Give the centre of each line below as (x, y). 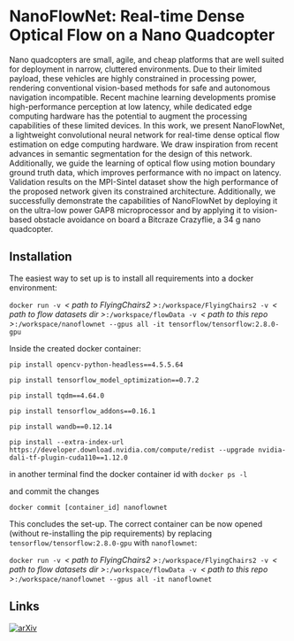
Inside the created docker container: (75, 348)
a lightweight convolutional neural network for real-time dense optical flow (145, 135)
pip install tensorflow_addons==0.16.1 (83, 411)
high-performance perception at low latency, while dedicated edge (131, 106)
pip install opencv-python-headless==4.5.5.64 (96, 365)
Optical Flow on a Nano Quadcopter (142, 35)
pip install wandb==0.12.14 (61, 427)
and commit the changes (54, 491)
